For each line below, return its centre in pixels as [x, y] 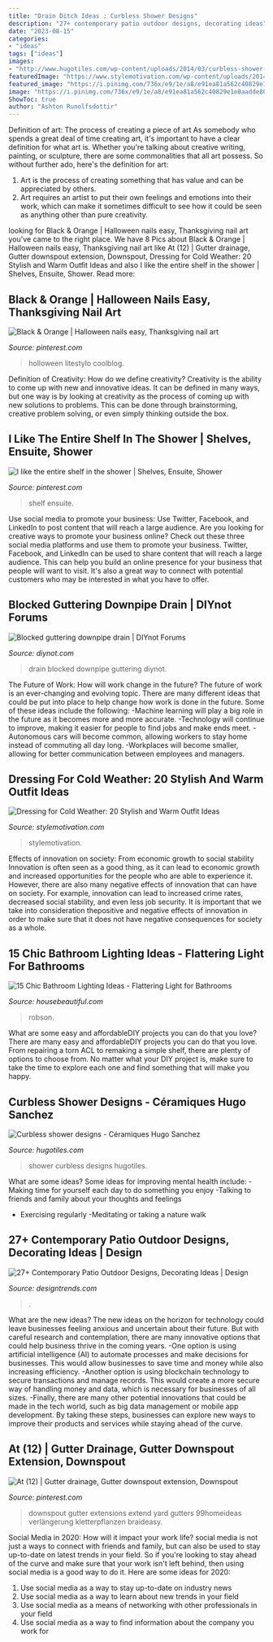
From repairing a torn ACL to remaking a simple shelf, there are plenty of [130, 1050]
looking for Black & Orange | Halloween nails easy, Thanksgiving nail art [129, 231]
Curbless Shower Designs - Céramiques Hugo [127, 1102]
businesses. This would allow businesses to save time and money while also [136, 1363]
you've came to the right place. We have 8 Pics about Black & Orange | [127, 239]
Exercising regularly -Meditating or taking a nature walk [113, 1214]
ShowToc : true [32, 99]
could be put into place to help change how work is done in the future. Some [136, 701]
